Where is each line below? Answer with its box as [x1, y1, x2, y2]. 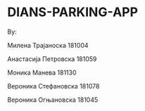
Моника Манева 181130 [7, 68, 77, 77]
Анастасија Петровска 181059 [7, 54, 97, 63]
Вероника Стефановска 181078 [7, 81, 100, 90]
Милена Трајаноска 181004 [7, 41, 89, 49]
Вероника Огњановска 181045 [7, 96, 99, 104]
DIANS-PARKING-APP [7, 4, 139, 20]
